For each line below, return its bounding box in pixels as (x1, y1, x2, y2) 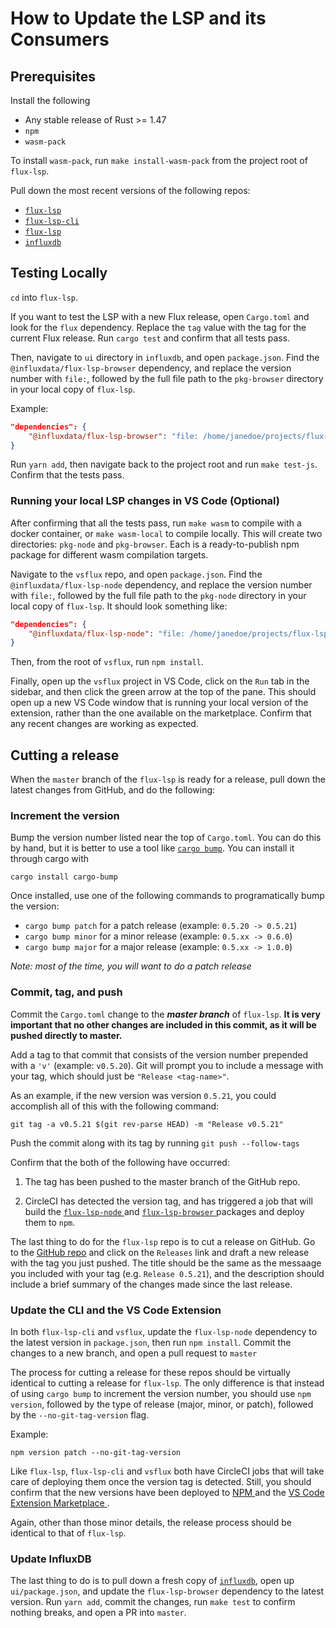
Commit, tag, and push (10, 985, 123, 999)
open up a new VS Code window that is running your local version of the (10, 697, 309, 709)
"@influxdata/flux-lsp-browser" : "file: (28, 431, 199, 441)
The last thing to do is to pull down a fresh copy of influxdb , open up (10, 1575, 295, 1587)
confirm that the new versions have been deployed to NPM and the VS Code (10, 1487, 325, 1499)
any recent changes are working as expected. (10, 718, 199, 730)
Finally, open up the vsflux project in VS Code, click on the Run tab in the (10, 675, 310, 687)
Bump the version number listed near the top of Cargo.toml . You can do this (10, 832, 322, 844)
